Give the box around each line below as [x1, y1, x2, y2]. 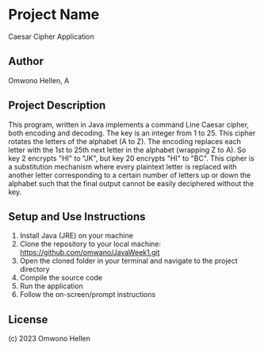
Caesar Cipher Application [8, 32, 94, 41]
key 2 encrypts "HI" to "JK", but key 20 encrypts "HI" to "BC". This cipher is [8, 153, 255, 163]
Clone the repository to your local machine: [19, 239, 161, 249]
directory [19, 264, 50, 274]
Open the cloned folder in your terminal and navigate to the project [19, 256, 238, 266]
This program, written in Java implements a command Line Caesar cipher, [8, 120, 250, 129]
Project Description [8, 99, 106, 112]
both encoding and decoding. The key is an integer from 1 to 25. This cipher [8, 128, 256, 138]
